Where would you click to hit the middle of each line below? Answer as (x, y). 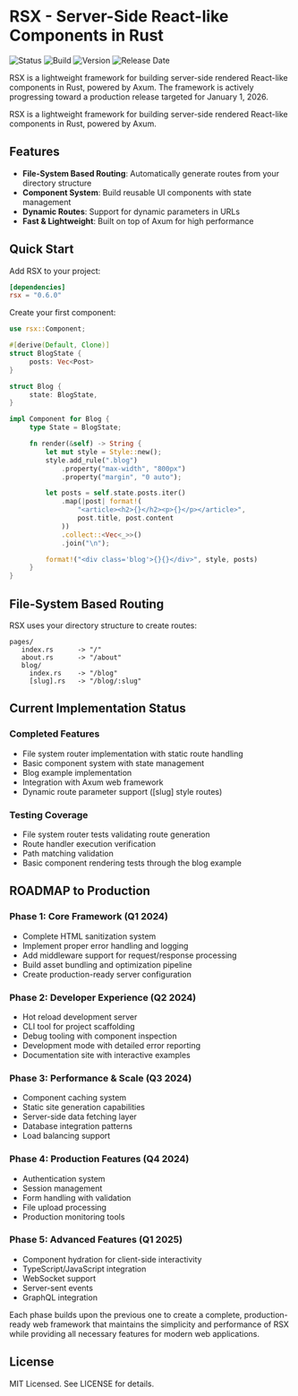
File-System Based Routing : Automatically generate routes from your (151, 173)
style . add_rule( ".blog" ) (92, 460)
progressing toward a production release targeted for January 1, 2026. (139, 97)
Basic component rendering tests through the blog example (132, 863)
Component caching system (74, 1098)
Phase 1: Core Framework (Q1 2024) (89, 917)
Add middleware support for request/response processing (129, 955)
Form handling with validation (77, 1197)
